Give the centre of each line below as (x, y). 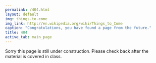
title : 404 (16, 32)
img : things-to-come (26, 19)
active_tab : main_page (28, 37)
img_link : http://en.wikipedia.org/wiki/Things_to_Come (64, 23)
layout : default (22, 14)
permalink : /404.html (27, 10)
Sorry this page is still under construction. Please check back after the (77, 51)
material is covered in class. (33, 56)
